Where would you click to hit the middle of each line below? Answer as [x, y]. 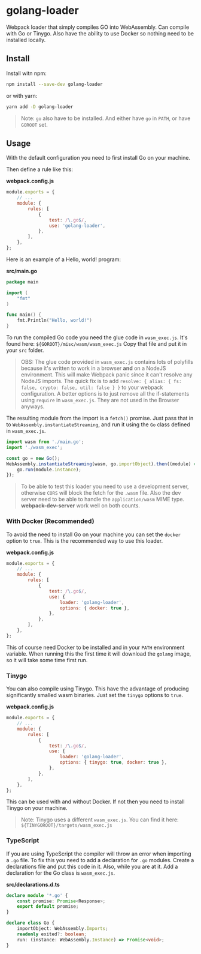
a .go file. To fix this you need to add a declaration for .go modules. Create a [100, 860]
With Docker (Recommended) [50, 521]
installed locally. [26, 40]
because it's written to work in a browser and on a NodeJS [93, 368]
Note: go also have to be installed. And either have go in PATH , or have [106, 118]
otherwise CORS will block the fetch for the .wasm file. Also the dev [101, 493]
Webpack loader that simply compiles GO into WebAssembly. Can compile [98, 27]
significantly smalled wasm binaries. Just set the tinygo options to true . [95, 695]
